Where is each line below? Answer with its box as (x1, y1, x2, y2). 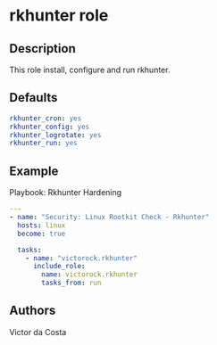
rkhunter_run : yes (9, 139, 78, 148)
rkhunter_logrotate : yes (9, 130, 102, 139)
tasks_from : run (41, 278, 102, 288)
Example (9, 163, 59, 178)
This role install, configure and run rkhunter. (9, 64, 171, 75)
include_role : (32, 262, 87, 271)
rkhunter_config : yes (9, 122, 90, 131)
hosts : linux (17, 220, 66, 230)
